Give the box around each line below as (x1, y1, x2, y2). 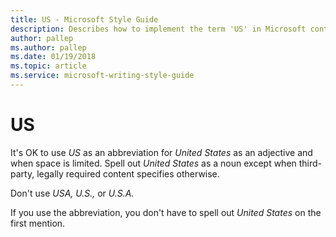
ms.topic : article (10, 61, 87, 71)
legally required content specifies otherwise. (36, 167, 220, 180)
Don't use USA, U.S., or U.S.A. (10, 187, 135, 199)
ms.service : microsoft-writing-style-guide (10, 71, 195, 81)
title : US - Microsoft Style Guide (10, 14, 159, 25)
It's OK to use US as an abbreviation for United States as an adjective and (10, 146, 313, 158)
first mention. (10, 217, 66, 229)
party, (10, 167, 35, 180)
